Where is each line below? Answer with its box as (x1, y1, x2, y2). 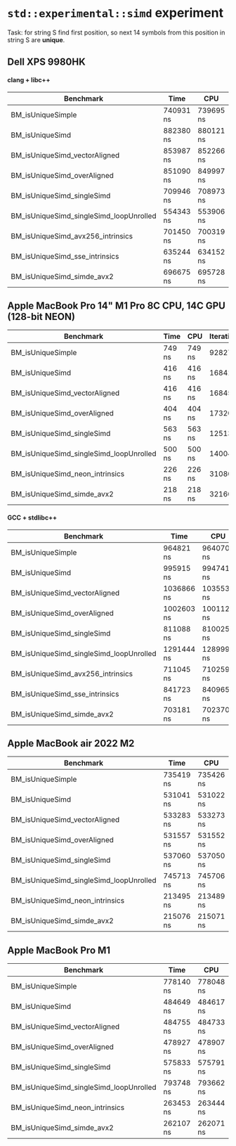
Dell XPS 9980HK (7, 56, 86, 68)
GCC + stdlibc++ (7, 513, 58, 522)
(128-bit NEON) (7, 311, 76, 323)
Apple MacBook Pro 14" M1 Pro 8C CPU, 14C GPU (7, 300, 226, 311)
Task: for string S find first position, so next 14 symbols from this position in (7, 28, 225, 37)
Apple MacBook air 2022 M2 (7, 737, 135, 749)
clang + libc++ (7, 75, 51, 84)
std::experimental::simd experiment (7, 5, 223, 21)
